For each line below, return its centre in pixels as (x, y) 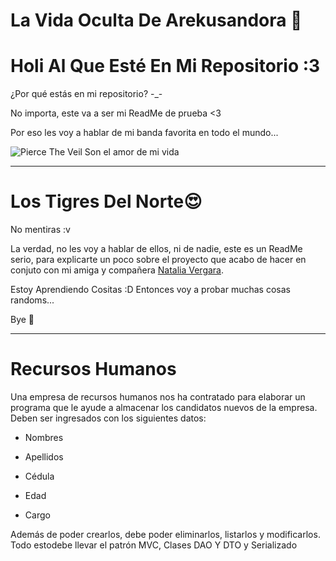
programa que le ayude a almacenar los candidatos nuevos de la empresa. (164, 407)
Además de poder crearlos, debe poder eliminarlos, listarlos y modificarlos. (165, 534)
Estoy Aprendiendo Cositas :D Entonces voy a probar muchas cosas (150, 290)
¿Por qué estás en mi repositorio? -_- (86, 94)
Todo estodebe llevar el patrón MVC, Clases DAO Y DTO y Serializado (154, 545)
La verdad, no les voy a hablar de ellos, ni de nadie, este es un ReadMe (156, 249)
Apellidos (44, 457)
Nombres (44, 437)
